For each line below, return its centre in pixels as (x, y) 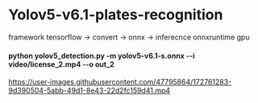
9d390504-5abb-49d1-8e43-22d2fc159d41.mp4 (89, 91)
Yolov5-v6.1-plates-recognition (116, 15)
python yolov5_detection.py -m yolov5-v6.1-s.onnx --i (102, 56)
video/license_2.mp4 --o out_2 (61, 64)
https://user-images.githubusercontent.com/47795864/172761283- (120, 82)
